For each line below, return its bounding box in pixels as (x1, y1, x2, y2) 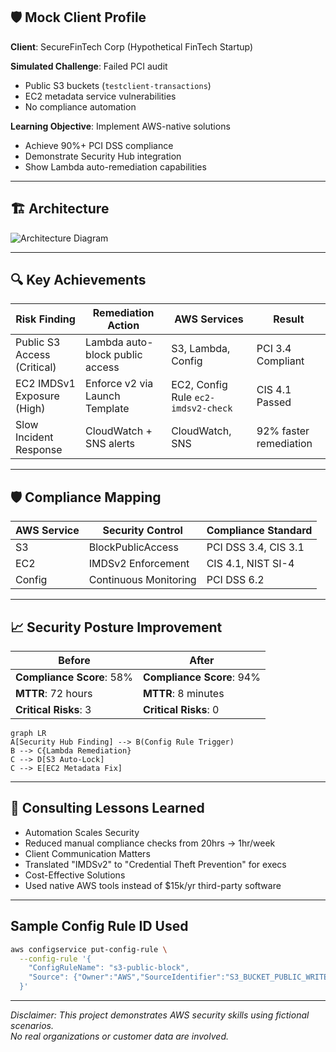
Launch (85, 389, 121, 403)
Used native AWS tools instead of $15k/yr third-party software (24, 879, 282, 891)
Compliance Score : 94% (142, 670, 261, 684)
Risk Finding (15, 312, 76, 326)
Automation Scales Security (24, 826, 140, 838)
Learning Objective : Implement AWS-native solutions (10, 120, 231, 132)
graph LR (10, 729, 47, 739)
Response (15, 443, 63, 457)
